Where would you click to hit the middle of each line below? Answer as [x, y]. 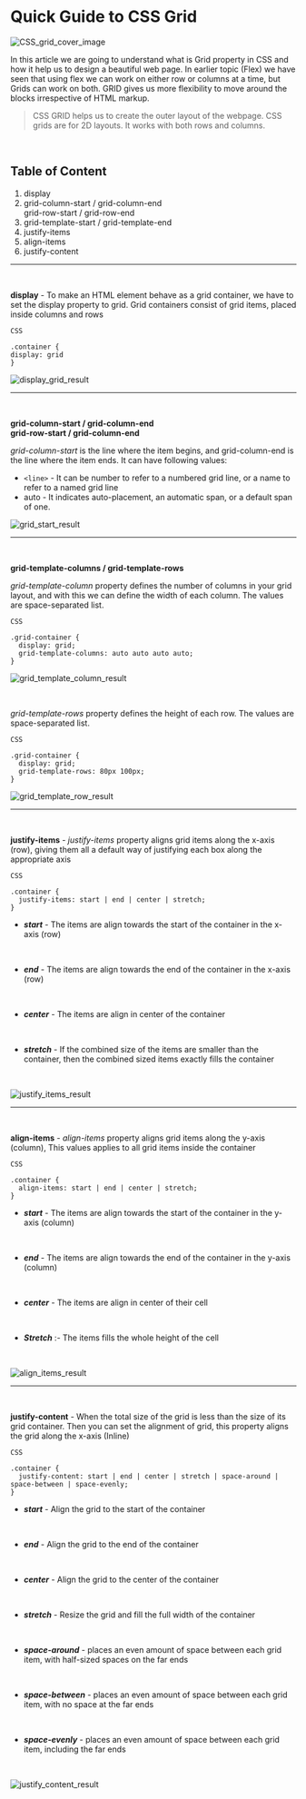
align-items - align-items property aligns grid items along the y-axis [138, 1138]
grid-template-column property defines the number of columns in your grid [151, 585]
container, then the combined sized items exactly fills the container [149, 1059]
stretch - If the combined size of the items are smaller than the [141, 1049]
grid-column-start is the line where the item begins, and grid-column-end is [152, 450]
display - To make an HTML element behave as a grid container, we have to [152, 295]
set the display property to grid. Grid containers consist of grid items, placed [153, 304]
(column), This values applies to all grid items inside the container [133, 1147]
